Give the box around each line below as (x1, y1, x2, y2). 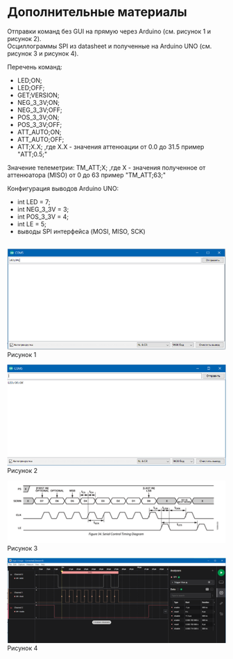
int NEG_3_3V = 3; (17, 205, 69, 213)
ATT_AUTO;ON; (17, 128, 62, 136)
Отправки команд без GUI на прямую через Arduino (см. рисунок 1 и (7, 27, 212, 35)
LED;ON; (17, 76, 42, 84)
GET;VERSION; (17, 91, 60, 99)
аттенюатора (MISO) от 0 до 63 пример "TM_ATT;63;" (7, 171, 166, 179)
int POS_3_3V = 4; (17, 212, 69, 221)
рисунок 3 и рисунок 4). (7, 49, 79, 58)
